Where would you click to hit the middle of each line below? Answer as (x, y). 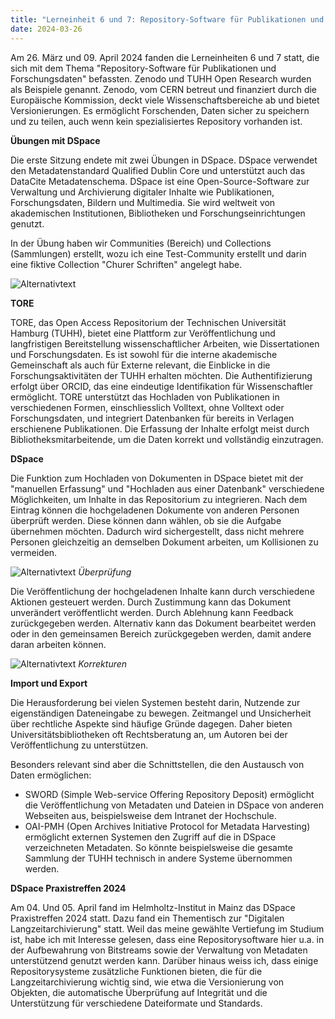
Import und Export (49, 683)
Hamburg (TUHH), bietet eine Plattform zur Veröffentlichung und (143, 333)
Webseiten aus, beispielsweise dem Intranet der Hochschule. (150, 815)
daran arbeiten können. (58, 644)
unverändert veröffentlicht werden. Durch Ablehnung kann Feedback (152, 612)
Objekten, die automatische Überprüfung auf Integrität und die (139, 992)
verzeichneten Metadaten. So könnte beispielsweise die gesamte (158, 847)
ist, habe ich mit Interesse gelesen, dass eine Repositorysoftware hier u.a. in (167, 939)
